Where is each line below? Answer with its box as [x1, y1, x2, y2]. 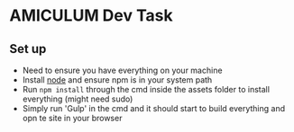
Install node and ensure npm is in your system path [22, 75, 213, 85]
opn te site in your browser [22, 113, 123, 123]
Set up [9, 41, 47, 57]
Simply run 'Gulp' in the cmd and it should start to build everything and [22, 103, 286, 113]
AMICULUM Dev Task [9, 5, 173, 26]
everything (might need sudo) [22, 93, 133, 104]
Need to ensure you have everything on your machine [22, 65, 223, 75]
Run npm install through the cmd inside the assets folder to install [22, 84, 271, 94]
